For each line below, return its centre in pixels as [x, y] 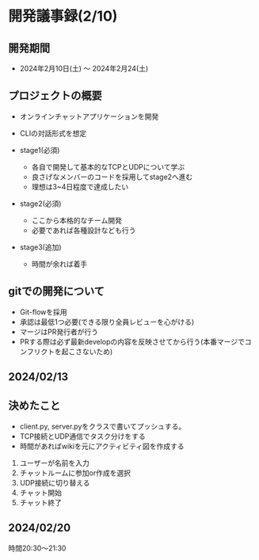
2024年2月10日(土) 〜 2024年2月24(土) [84, 69]
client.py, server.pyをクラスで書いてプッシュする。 [103, 426]
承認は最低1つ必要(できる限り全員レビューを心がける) [107, 322]
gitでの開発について [57, 291]
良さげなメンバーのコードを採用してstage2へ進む [112, 177]
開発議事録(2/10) [63, 16]
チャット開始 [40, 493]
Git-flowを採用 [43, 312]
